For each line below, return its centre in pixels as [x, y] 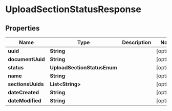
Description [137, 43]
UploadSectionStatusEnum [83, 67]
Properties [23, 28]
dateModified [25, 101]
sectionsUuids [26, 84]
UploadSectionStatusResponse [73, 9]
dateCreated [24, 92]
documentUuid [26, 59]
